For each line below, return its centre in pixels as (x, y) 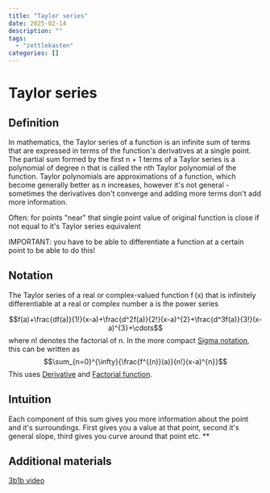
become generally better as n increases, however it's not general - (119, 185)
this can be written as (44, 349)
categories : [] (34, 53)
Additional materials (60, 461)
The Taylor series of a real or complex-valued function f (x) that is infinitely (132, 295)
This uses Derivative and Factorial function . (81, 374)
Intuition (30, 400)
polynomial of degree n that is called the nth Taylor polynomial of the (123, 168)
